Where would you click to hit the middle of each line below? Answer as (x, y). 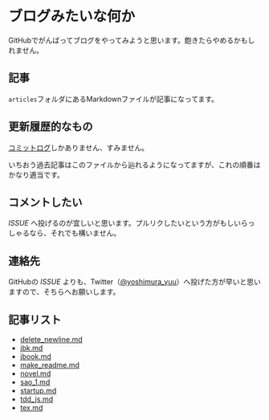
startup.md (38, 391)
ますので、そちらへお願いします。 (64, 292)
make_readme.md (50, 365)
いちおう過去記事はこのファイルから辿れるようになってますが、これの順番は (134, 165)
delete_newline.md (51, 339)
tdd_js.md (37, 399)
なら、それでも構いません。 (75, 233)
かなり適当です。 (36, 174)
